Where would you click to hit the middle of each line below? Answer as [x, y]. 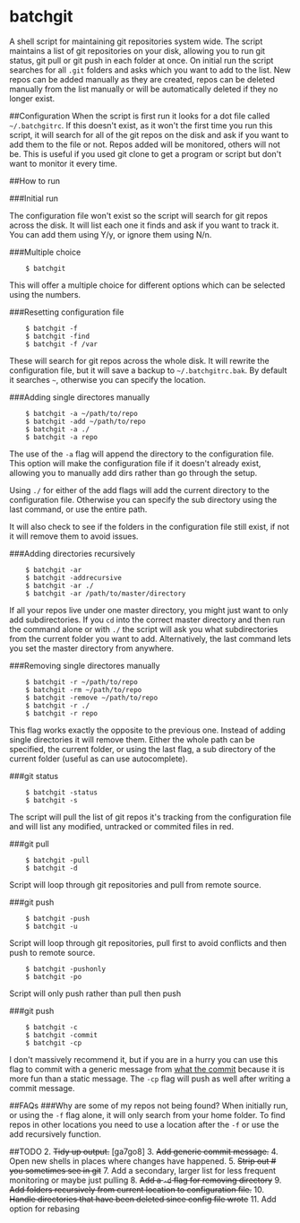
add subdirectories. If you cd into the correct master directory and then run [147, 620]
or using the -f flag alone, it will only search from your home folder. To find [147, 1115]
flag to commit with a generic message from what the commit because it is [147, 1069]
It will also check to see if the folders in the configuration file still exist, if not [149, 526]
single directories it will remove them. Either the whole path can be [132, 739]
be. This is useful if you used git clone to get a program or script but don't [146, 153]
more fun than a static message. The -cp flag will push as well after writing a [150, 1079]
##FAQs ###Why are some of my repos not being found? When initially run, [149, 1106]
